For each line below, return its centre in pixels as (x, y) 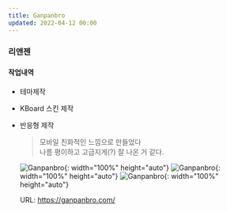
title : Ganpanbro (37, 15)
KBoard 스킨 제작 (46, 108)
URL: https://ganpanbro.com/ (67, 199)
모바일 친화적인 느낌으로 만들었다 (90, 142)
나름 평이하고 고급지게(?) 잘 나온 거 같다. (102, 152)
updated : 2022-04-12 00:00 (53, 23)
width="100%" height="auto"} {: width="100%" (119, 176)
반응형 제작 (37, 125)
